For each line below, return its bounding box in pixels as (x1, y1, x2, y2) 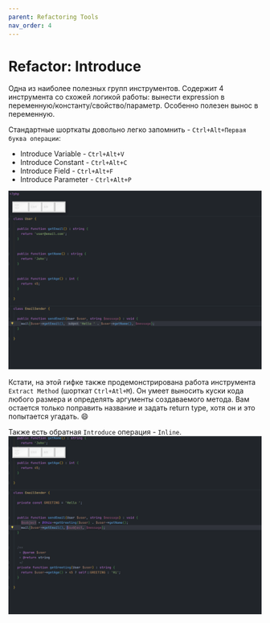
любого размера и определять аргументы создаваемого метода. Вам (8, 394, 250, 404)
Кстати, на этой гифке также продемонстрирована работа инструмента (8, 377, 256, 386)
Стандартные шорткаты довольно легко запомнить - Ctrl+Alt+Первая (8, 125, 247, 134)
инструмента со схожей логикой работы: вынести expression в (8, 93, 225, 102)
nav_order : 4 (8, 21, 52, 30)
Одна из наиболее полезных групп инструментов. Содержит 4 (8, 84, 224, 93)
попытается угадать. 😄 (8, 411, 89, 421)
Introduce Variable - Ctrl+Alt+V (19, 149, 125, 159)
